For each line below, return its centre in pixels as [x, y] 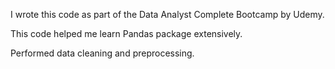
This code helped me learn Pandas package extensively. [126, 33]
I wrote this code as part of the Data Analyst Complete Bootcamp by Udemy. [167, 14]
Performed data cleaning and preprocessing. [102, 53]
